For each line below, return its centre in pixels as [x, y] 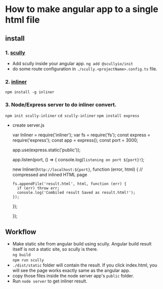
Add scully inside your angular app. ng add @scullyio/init [73, 63]
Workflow [21, 232]
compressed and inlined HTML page [50, 175]
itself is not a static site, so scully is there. [55, 249]
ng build [21, 255]
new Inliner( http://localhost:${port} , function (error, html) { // [78, 169]
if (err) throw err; [38, 188]
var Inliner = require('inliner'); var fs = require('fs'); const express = [81, 135]
